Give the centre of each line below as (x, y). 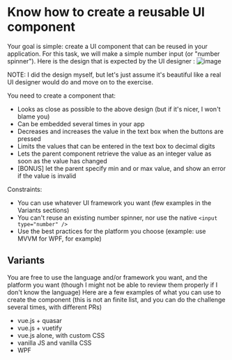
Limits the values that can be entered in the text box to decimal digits (116, 146)
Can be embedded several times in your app (81, 123)
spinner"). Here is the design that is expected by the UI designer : (101, 61)
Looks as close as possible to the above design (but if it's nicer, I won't (119, 109)
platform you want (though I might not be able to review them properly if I (113, 285)
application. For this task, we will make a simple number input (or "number (114, 54)
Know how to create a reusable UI (106, 12)
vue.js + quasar (40, 320)
